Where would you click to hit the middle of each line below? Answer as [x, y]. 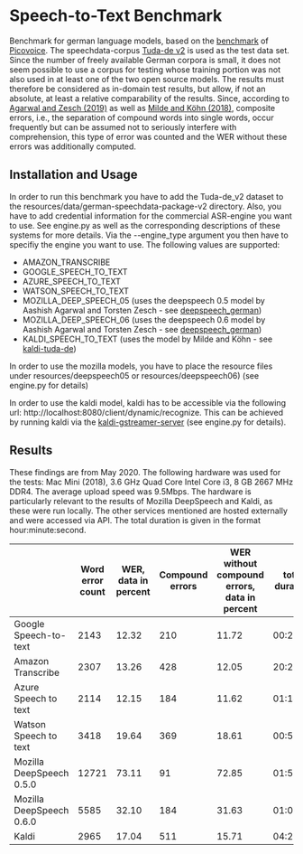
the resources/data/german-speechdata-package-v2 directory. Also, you [146, 206]
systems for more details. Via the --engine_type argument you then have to [149, 235]
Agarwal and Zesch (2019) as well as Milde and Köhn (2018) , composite [142, 108]
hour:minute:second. [48, 530]
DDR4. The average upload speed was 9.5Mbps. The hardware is [131, 491]
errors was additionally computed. [73, 146]
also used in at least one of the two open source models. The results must [147, 79]
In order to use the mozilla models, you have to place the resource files [141, 366]
